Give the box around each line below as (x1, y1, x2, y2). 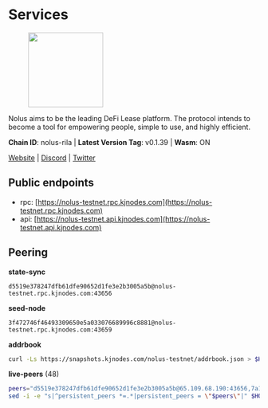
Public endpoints (8, 176, 94, 190)
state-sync (8, 267, 46, 277)
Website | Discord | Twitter (8, 153, 96, 163)
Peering (8, 245, 49, 260)
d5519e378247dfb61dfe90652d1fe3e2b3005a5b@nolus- (8, 282, 177, 290)
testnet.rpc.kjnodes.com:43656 (8, 289, 112, 297)
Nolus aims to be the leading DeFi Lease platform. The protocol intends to (8, 113, 251, 123)
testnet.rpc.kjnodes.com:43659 (8, 325, 112, 334)
